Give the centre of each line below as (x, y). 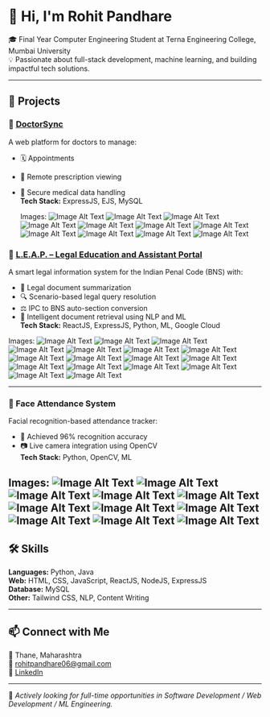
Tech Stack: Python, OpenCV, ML (76, 458)
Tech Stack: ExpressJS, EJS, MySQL (81, 201)
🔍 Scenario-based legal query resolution (88, 296)
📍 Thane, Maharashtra (45, 655)
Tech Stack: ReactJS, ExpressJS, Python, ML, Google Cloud (120, 325)
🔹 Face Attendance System (62, 404)
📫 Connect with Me (59, 632)
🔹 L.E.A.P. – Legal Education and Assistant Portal (105, 255)
